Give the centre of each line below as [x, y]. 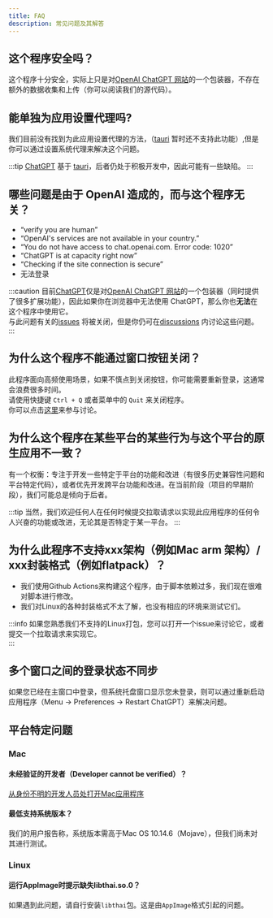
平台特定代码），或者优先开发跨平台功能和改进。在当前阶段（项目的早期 [128, 484]
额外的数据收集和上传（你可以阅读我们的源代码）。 [92, 89]
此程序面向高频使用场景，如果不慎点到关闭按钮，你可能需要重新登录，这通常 [136, 379]
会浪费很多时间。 [37, 389]
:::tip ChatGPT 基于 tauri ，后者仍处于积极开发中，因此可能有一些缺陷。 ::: [131, 167]
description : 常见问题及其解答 [56, 24]
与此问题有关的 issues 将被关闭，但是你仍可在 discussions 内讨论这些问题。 [133, 321]
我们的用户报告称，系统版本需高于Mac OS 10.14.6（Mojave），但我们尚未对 [133, 833]
